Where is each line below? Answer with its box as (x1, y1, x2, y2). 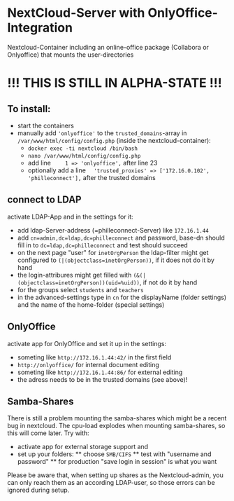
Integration (7, 20, 73, 36)
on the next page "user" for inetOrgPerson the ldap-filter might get (17, 248, 209, 256)
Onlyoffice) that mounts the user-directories (7, 50, 134, 59)
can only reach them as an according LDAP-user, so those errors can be (7, 479, 215, 487)
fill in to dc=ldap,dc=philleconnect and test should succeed (17, 240, 189, 249)
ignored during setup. (7, 486, 70, 495)
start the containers (17, 121, 75, 130)
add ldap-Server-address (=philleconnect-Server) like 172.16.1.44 (17, 226, 210, 234)
